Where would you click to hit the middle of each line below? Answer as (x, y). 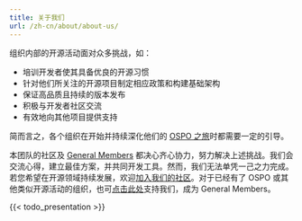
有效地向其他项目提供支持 (70, 117)
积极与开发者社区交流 (62, 105)
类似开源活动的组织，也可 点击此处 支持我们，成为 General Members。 (146, 189)
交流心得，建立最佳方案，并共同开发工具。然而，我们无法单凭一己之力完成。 (151, 166)
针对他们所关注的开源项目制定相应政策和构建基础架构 (121, 83)
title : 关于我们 (37, 18)
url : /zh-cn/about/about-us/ (64, 26)
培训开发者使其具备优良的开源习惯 (86, 72)
